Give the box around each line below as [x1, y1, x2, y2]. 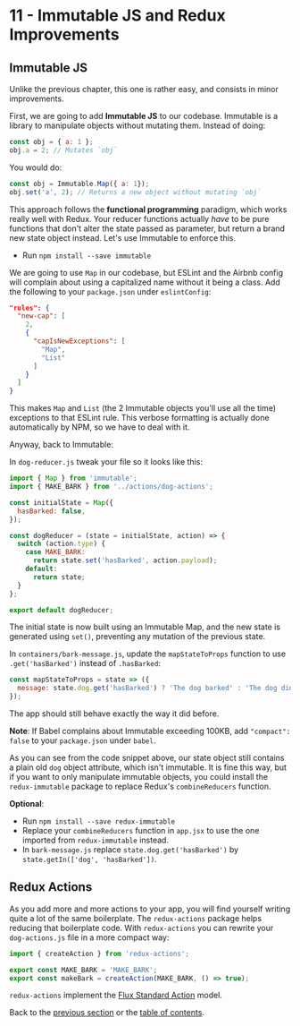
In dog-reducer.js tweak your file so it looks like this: [9, 457, 204, 467]
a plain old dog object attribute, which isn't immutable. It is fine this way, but [9, 762, 287, 773]
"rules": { [9, 304, 50, 312]
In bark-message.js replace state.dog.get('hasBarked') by [21, 844, 239, 855]
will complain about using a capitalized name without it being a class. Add [9, 277, 281, 287]
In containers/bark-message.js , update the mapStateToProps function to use [9, 648, 287, 659]
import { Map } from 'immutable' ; [9, 474, 138, 483]
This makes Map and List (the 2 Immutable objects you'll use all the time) [9, 403, 277, 414]
